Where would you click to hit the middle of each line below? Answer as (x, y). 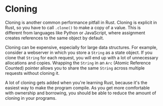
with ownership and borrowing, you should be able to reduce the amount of (81, 93)
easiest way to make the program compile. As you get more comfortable (77, 88)
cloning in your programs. (31, 98)
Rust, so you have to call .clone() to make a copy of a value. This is (73, 27)
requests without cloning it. (32, 73)
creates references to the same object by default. (54, 38)
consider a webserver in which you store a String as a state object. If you (79, 53)
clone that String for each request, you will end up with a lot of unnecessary (82, 57)
